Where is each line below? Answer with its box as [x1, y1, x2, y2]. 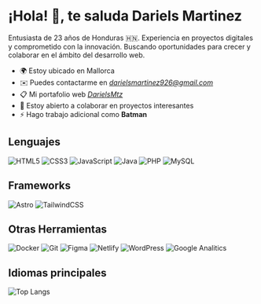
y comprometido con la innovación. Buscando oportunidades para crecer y [8, 42, 252, 51]
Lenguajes [8, 135, 61, 148]
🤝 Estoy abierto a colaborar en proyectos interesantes [19, 101, 194, 110]
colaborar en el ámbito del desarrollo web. [8, 50, 145, 60]
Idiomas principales [8, 266, 108, 280]
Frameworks [8, 179, 72, 192]
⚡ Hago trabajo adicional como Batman [19, 109, 148, 119]
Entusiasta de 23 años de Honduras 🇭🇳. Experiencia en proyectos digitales [8, 33, 254, 42]
